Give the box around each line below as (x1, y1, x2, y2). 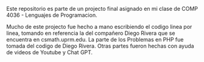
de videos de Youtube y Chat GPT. (6, 49, 93, 56)
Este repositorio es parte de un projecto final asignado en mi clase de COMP (6, 5, 199, 12)
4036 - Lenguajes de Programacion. (6, 11, 97, 19)
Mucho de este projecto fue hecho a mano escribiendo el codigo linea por (6, 23, 192, 30)
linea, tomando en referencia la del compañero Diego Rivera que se (6, 29, 175, 37)
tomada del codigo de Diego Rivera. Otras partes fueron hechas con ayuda (6, 42, 194, 49)
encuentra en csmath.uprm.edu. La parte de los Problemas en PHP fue (6, 36, 184, 43)
